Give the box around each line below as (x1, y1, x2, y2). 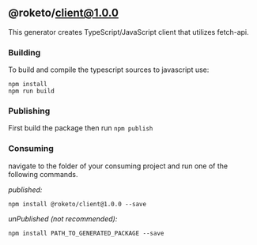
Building (8, 47, 41, 58)
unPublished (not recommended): (8, 213, 118, 224)
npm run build (8, 87, 55, 96)
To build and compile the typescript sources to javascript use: (8, 65, 210, 74)
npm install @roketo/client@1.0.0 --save (8, 200, 147, 208)
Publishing (8, 106, 51, 117)
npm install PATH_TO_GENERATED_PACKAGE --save (8, 229, 164, 237)
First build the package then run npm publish (8, 123, 153, 133)
